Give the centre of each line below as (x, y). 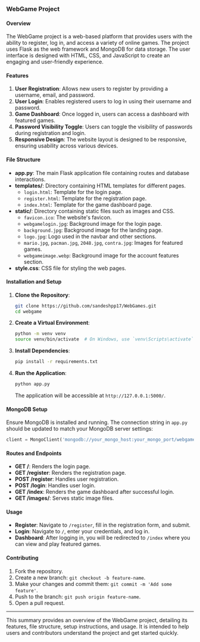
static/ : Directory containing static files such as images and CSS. (95, 211)
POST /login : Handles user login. (55, 486)
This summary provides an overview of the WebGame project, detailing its (97, 620)
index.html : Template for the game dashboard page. (88, 204)
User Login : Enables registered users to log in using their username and (103, 102)
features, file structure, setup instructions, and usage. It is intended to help (98, 626)
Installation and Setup (34, 282)
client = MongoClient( (34, 440)
